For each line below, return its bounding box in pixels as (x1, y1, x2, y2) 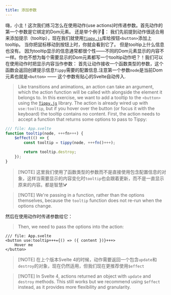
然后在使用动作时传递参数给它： (5, 213, 73, 219)
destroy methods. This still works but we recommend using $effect (17, 278, 160, 284)
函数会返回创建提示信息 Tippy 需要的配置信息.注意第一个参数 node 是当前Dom (5, 67, 163, 73)
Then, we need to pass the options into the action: (17, 223, 124, 230)
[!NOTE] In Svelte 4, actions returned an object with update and (17, 273, 151, 279)
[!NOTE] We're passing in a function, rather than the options (17, 192, 145, 198)
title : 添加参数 (5, 7, 37, 13)
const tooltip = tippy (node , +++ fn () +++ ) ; (24, 140, 116, 146)
